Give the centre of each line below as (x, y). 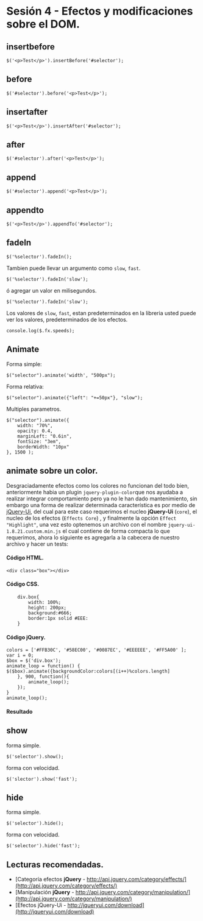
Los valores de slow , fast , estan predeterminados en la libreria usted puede (101, 313)
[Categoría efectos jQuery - (50, 880)
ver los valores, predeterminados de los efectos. (67, 319)
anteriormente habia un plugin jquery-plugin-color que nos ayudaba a (95, 492)
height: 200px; (48, 608)
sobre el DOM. (43, 24)
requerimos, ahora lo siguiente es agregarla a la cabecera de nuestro (93, 537)
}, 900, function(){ (43, 677)
